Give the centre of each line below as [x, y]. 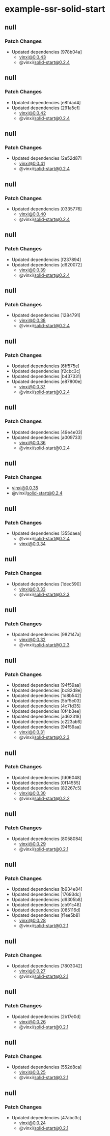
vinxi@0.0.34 [32, 544]
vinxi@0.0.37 [32, 387]
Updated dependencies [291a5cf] [46, 108]
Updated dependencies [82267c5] [47, 788]
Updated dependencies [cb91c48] [46, 905]
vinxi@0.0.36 [32, 442]
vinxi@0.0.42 [32, 113]
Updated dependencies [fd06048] [46, 777]
